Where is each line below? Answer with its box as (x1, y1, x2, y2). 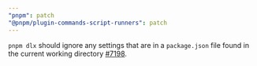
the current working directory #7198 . (8, 49, 128, 58)
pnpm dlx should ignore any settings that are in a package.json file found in (8, 40, 250, 49)
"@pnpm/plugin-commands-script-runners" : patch (8, 19, 168, 27)
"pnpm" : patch (8, 11, 55, 20)
